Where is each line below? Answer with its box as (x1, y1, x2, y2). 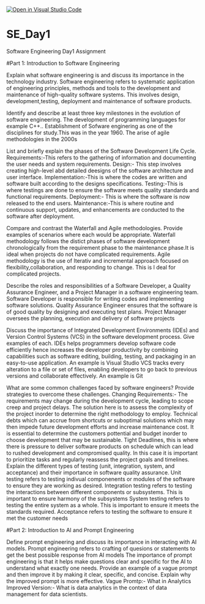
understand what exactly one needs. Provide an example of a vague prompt (6, 564, 198, 571)
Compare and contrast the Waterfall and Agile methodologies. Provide (6, 224, 183, 231)
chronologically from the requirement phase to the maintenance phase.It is (6, 244, 195, 251)
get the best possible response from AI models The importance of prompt (6, 551, 193, 559)
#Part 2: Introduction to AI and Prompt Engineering (6, 526, 135, 533)
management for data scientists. (6, 590, 88, 598)
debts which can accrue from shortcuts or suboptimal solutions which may (6, 416, 195, 424)
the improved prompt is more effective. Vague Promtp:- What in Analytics (6, 577, 192, 584)
